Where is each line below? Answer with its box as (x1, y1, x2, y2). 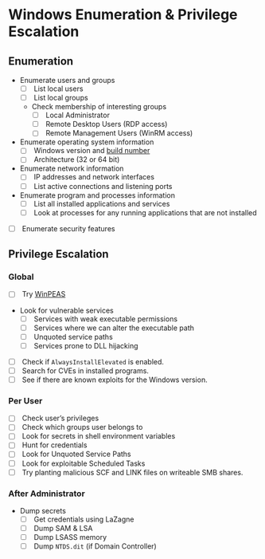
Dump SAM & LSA (33, 524, 93, 533)
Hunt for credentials (21, 440, 88, 450)
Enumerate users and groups (19, 76, 115, 85)
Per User (8, 395, 43, 406)
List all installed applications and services (33, 199, 170, 208)
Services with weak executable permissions (33, 313, 177, 324)
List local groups (33, 93, 89, 103)
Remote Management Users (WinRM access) (45, 128, 193, 138)
